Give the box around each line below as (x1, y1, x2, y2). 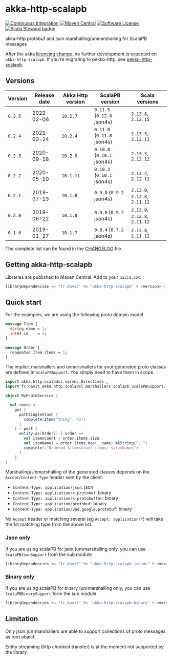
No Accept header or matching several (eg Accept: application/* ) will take (5, 516, 163, 522)
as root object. (5, 633, 36, 640)
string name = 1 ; (10, 326, 47, 332)
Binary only (5, 573, 35, 581)
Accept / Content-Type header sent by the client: (5, 475, 103, 481)
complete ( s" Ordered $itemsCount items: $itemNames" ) (24, 445, 139, 450)
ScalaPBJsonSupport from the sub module (5, 551, 92, 558)
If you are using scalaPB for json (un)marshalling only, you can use (5, 546, 146, 552)
